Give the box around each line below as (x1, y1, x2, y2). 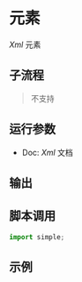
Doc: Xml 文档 (21, 147, 73, 157)
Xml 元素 (9, 39, 41, 50)
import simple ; (9, 232, 65, 241)
